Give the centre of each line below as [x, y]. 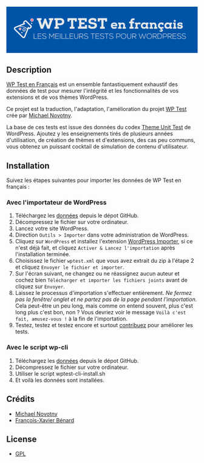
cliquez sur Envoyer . [40, 286]
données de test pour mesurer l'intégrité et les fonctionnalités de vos [93, 91]
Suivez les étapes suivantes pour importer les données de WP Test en [94, 180]
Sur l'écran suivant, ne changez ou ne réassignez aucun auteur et [97, 274]
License [22, 439]
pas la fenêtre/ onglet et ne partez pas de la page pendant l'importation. [106, 299]
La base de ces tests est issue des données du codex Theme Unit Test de [99, 127]
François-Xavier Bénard [45, 420]
